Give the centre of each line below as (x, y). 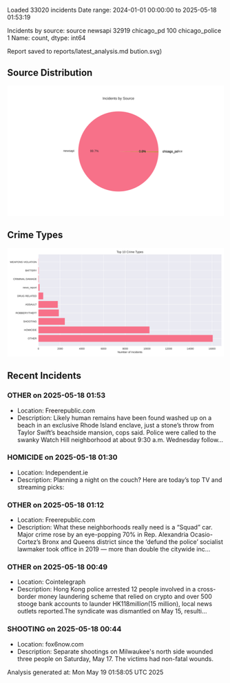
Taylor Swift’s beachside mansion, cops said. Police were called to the (117, 432)
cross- (207, 589)
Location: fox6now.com (50, 644)
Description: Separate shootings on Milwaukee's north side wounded (115, 651)
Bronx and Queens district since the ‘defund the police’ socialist (133, 542)
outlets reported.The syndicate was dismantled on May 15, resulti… (112, 611)
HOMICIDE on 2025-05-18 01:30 (63, 457)
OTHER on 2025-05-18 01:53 (56, 395)
